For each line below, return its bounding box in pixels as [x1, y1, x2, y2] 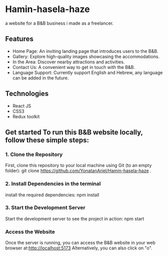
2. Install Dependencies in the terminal [5, 180, 101, 187]
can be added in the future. [12, 74, 69, 81]
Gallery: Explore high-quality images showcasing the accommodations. [12, 53, 159, 59]
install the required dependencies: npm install [5, 192, 99, 198]
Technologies [5, 90, 49, 98]
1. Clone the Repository [5, 151, 63, 158]
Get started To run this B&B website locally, [5, 128, 143, 136]
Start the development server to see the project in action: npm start [5, 215, 144, 222]
